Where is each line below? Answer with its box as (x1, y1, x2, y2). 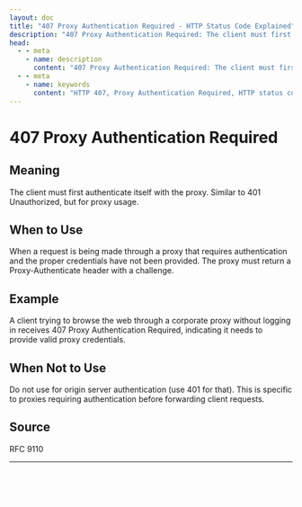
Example (9, 291, 59, 307)
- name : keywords (25, 80, 91, 89)
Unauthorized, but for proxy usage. (9, 196, 139, 207)
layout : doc (9, 13, 54, 22)
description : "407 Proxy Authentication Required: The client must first (9, 30, 292, 39)
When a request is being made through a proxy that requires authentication (9, 246, 288, 257)
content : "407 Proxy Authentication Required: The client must (32, 64, 276, 73)
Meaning (9, 163, 60, 178)
